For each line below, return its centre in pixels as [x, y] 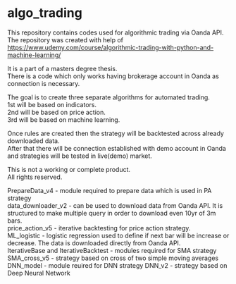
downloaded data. [33, 141]
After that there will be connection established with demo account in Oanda [117, 148]
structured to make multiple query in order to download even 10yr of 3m [112, 213]
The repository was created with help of [66, 39]
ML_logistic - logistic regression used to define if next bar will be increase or [118, 235]
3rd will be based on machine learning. [64, 119]
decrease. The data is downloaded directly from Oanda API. [94, 243]
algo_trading [45, 13]
